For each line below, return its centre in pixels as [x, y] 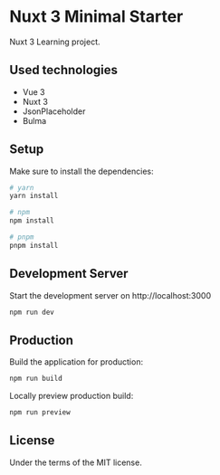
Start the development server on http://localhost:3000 [110, 295]
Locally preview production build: [72, 396]
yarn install [34, 196]
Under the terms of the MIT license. [76, 462]
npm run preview [40, 413]
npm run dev [32, 312]
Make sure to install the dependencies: [81, 171]
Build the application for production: [76, 362]
